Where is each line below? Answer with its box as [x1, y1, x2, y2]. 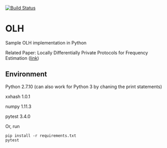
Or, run [5, 123, 20, 129]
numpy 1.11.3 [5, 103, 32, 110]
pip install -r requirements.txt [5, 133, 77, 138]
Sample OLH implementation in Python [5, 39, 87, 46]
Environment [5, 70, 47, 79]
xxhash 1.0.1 [5, 93, 31, 99]
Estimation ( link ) [5, 55, 39, 61]
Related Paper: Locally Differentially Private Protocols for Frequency [5, 49, 148, 56]
